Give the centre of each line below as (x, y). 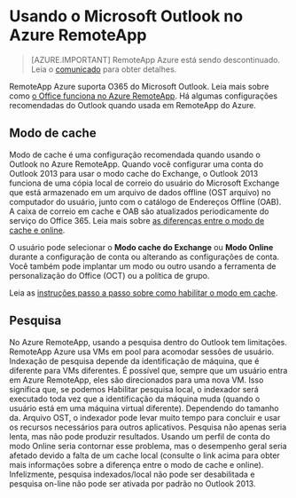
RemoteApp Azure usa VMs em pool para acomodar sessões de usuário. (142, 352)
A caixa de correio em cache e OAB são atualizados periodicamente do (139, 211)
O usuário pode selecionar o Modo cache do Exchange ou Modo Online (141, 247)
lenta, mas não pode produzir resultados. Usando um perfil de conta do (140, 436)
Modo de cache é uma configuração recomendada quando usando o (135, 154)
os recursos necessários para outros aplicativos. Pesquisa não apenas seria (148, 427)
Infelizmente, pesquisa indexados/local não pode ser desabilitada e (132, 474)
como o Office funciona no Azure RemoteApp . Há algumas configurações (143, 96)
